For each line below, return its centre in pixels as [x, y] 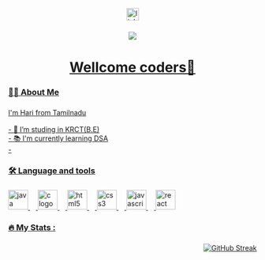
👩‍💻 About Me [34, 92]
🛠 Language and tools [52, 171]
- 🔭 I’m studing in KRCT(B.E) [54, 129]
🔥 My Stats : [32, 227]
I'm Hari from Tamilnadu [47, 112]
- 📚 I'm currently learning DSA [58, 138]
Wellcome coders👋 [132, 68]
